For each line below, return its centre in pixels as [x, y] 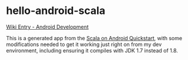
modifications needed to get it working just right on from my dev [84, 44]
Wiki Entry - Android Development [48, 27]
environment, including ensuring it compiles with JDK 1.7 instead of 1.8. [92, 50]
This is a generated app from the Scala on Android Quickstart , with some [94, 38]
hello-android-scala [56, 11]
